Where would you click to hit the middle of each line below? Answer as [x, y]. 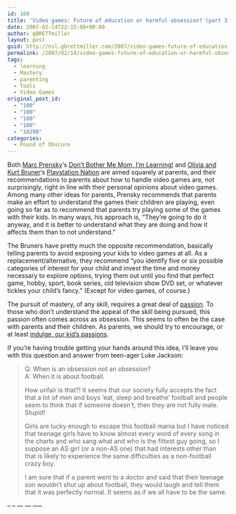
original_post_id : [34, 99]
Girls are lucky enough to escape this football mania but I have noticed [126, 426]
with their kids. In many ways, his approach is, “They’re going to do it [107, 217]
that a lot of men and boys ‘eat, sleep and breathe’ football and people [126, 398]
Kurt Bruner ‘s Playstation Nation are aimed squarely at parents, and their [112, 173]
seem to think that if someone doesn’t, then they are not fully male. [122, 405]
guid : [15, 46]
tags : [15, 60]
